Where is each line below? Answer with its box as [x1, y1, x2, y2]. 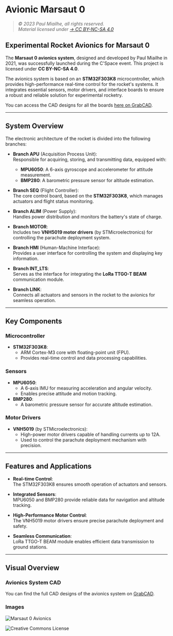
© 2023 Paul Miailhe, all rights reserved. [18, 21, 105, 27]
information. [12, 255, 39, 261]
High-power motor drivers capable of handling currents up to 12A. [20, 431, 161, 437]
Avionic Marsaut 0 [5, 4, 85, 15]
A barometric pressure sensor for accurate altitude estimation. [20, 401, 153, 408]
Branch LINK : [12, 286, 42, 292]
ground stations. [12, 544, 48, 550]
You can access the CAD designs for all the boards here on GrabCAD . [5, 102, 153, 108]
